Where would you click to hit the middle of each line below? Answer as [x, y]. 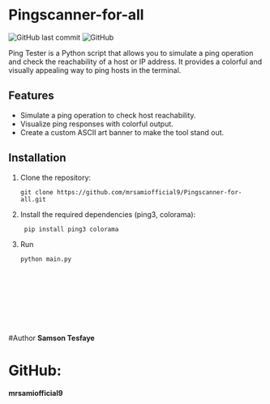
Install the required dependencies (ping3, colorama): [108, 214]
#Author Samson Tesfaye [51, 338]
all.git [33, 199]
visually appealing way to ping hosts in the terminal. [95, 70]
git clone [37, 192]
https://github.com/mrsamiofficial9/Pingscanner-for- [149, 192]
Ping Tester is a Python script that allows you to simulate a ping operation [131, 53]
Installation [37, 158]
